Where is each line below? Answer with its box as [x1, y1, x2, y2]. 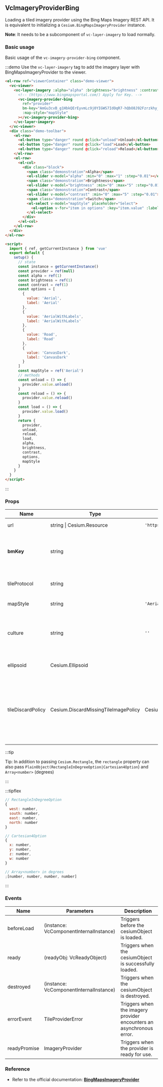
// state [17, 260, 36, 265]
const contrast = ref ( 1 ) [17, 282, 68, 287]
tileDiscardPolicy [7, 706, 46, 713]
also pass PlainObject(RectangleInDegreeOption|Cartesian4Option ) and [5, 764, 149, 770]
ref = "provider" [22, 101, 53, 106]
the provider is [120, 1045, 154, 1051]
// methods [17, 373, 40, 378]
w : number [9, 856, 29, 861]
